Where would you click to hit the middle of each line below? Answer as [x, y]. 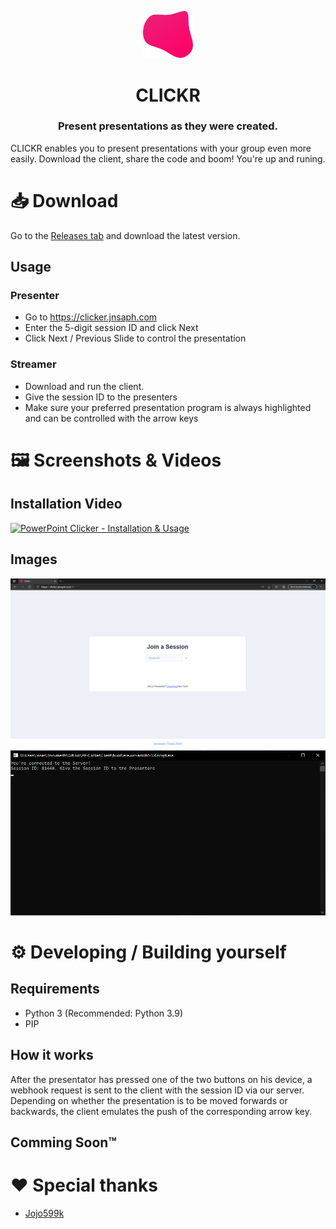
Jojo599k [44, 1213]
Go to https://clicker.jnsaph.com [91, 317]
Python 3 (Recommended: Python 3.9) [104, 1013]
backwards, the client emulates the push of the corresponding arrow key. [161, 1111]
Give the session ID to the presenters [101, 397]
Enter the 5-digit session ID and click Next [111, 328]
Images [34, 559]
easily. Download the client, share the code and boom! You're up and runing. [168, 158]
